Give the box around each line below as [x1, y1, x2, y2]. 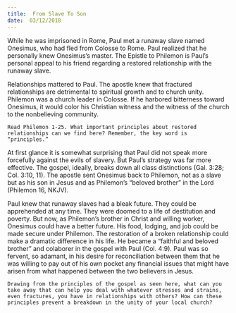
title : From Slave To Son [7, 10, 87, 18]
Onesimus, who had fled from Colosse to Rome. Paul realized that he [7, 44, 207, 52]
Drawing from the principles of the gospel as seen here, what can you [7, 280, 222, 288]
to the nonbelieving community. [7, 110, 99, 118]
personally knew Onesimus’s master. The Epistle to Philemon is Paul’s [7, 51, 209, 60]
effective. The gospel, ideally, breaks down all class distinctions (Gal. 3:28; [7, 163, 224, 171]
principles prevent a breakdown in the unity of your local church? [7, 299, 213, 306]
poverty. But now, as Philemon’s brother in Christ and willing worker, [7, 214, 205, 223]
